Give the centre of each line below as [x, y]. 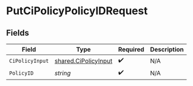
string [63, 73]
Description [167, 50]
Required [131, 50]
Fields [18, 33]
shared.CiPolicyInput [83, 60]
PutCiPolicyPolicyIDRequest [77, 11]
